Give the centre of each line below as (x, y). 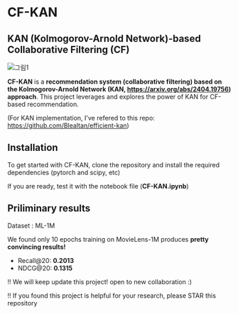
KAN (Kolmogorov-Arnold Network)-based (104, 39)
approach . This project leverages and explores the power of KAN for (108, 97)
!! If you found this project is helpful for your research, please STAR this (112, 296)
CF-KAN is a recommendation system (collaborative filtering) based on (115, 82)
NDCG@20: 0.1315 (45, 268)
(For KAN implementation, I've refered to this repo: (81, 118)
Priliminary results (49, 209)
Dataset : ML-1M (31, 225)
